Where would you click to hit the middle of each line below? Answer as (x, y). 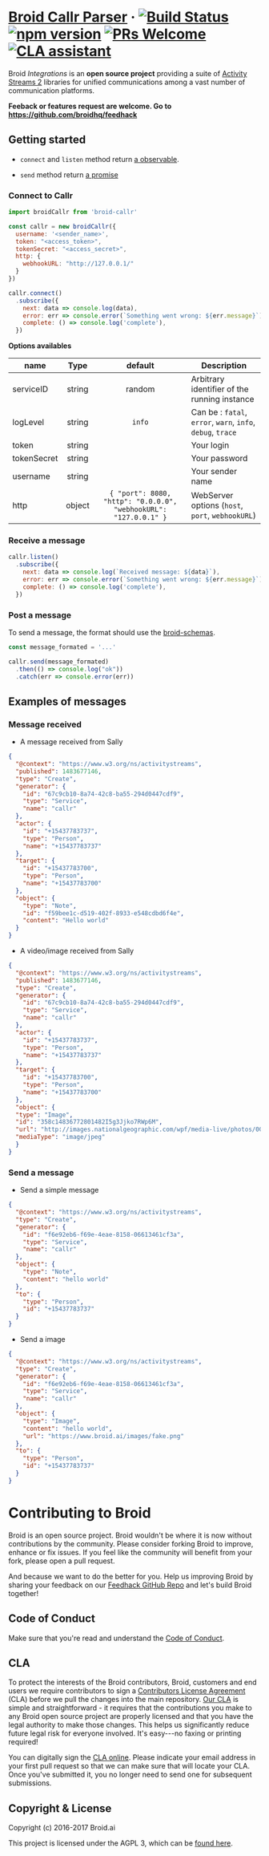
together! (23, 1593)
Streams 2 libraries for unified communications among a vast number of (127, 82)
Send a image (42, 1339)
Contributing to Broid (80, 1513)
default (140, 366)
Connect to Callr (41, 195)
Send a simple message (59, 1190)
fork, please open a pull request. (62, 1561)
